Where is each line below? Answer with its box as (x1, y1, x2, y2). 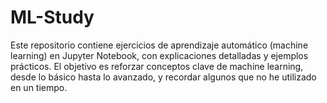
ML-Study (10, 6, 95, 29)
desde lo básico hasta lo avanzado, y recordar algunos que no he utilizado (10, 71, 317, 83)
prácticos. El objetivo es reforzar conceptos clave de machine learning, (10, 60, 304, 72)
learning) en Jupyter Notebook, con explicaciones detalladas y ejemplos (10, 49, 309, 61)
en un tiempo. (10, 81, 68, 93)
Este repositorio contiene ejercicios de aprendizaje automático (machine (10, 39, 309, 51)
